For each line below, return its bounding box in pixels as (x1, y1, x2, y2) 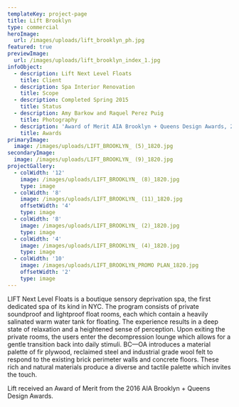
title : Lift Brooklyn (7, 17, 72, 24)
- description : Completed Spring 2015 (14, 97, 129, 104)
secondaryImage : (7, 149, 55, 157)
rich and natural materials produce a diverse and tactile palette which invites (7, 362, 231, 371)
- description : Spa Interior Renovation (14, 83, 135, 90)
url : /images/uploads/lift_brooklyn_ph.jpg (14, 37, 144, 44)
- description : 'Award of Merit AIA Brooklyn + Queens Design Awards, (14, 122, 228, 130)
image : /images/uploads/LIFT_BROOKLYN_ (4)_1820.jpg (20, 242, 180, 249)
